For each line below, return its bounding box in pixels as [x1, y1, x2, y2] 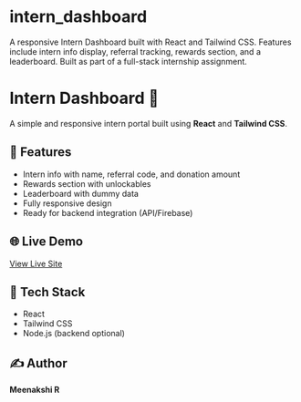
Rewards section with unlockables [22, 178, 151, 189]
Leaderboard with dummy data [22, 188, 140, 199]
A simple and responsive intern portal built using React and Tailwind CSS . [9, 118, 288, 129]
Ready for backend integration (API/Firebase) [22, 207, 193, 218]
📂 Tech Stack [9, 284, 86, 300]
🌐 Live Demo [9, 234, 84, 250]
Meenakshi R [9, 385, 60, 396]
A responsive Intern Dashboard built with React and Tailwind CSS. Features [9, 36, 292, 47]
